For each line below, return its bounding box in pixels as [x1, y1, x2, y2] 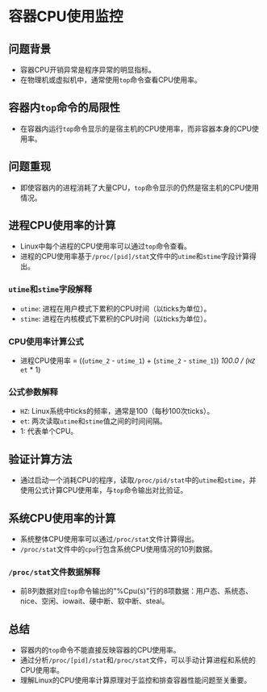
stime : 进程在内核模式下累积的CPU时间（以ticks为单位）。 [19, 314, 211, 323]
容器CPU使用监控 [8, 7, 123, 26]
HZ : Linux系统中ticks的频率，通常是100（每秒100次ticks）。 [19, 406, 215, 416]
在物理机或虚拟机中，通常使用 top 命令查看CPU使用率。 [19, 75, 202, 85]
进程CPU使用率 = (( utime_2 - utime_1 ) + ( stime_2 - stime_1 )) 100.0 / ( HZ [19, 356, 256, 365]
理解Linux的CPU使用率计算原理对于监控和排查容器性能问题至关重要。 [19, 675, 252, 686]
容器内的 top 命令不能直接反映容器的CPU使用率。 [19, 645, 181, 655]
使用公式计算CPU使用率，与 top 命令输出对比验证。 [19, 486, 188, 495]
